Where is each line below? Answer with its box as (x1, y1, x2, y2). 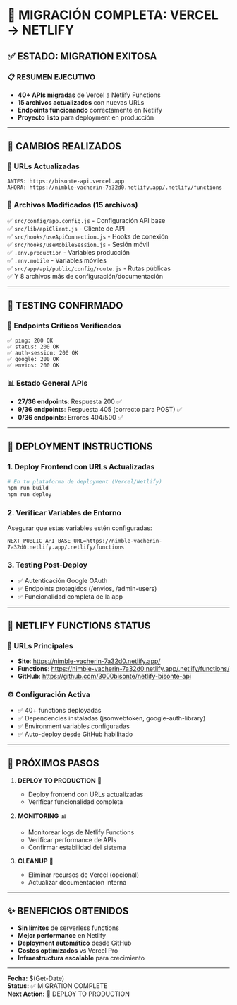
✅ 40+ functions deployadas (17, 706, 102, 714)
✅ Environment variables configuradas (17, 722, 130, 730)
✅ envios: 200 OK (7, 362, 60, 369)
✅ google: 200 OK (7, 355, 60, 362)
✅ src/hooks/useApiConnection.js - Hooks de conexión (7, 232, 169, 241)
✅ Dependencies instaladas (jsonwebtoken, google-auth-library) (17, 713, 206, 722)
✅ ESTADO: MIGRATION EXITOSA (7, 50, 157, 62)
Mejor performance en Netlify (17, 931, 107, 940)
